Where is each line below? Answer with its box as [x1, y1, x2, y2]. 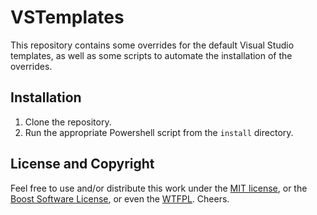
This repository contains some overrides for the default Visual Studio [10, 39, 295, 51]
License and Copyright [10, 156, 155, 173]
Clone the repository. [24, 116, 112, 128]
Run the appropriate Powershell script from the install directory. [24, 126, 294, 138]
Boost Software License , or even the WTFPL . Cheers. [10, 192, 230, 205]
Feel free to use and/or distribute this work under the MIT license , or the [10, 182, 308, 194]
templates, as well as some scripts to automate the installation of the [10, 49, 293, 61]
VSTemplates [10, 6, 125, 29]
